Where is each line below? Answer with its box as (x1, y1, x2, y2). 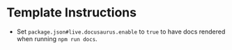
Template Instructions (6, 5, 137, 21)
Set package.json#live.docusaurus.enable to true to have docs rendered (16, 27, 226, 36)
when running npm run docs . (16, 34, 98, 42)
